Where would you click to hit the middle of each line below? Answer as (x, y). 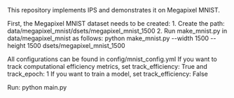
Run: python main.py (37, 87)
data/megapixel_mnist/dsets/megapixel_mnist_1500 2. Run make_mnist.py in (117, 31)
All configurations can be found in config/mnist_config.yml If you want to (112, 59)
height (16, 46)
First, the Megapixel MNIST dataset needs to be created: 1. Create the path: (116, 23)
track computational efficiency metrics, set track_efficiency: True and (108, 66)
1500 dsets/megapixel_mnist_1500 (76, 46)
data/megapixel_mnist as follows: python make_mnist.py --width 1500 (108, 38)
